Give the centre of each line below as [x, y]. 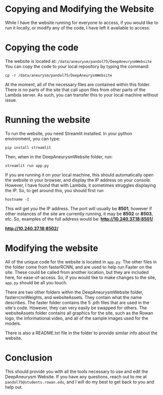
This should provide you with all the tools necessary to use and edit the [77, 371]
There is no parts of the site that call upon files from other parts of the [75, 90]
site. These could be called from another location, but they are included [77, 272]
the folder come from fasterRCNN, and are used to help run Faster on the [79, 267]
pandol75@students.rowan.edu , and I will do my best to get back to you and [80, 382]
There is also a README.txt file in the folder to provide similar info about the [81, 333]
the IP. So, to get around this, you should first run [54, 190]
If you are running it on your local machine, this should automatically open [79, 174]
